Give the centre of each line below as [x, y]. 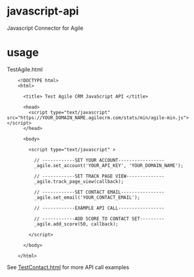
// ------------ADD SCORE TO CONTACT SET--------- [99, 219]
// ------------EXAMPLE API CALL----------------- [99, 208]
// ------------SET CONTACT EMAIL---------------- [99, 192]
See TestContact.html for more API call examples [68, 267]
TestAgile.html [25, 69]
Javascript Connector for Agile [45, 28]
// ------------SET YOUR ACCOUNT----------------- [99, 160]
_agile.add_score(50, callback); [76, 224]
